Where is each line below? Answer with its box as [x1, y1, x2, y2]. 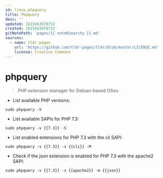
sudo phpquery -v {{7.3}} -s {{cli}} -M [5, 144, 92, 149]
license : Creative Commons [14, 49, 71, 54]
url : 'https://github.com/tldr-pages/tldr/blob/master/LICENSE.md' [14, 45, 159, 50]
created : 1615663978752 [5, 26, 56, 31]
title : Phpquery [5, 12, 39, 17]
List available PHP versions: [12, 98, 71, 104]
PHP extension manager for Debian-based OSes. [17, 87, 120, 94]
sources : [5, 36, 24, 41]
